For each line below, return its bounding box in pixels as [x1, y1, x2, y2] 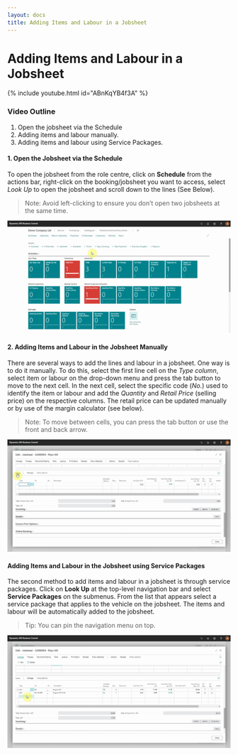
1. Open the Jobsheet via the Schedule [7, 154, 123, 163]
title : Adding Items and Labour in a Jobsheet [7, 18, 147, 26]
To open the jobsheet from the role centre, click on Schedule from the [7, 170, 212, 178]
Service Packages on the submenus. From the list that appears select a [7, 592, 217, 601]
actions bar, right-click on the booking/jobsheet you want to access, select [7, 178, 225, 186]
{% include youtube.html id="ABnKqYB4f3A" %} [7, 89, 149, 97]
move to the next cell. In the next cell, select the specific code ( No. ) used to [7, 381, 228, 390]
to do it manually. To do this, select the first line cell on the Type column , [7, 366, 219, 374]
